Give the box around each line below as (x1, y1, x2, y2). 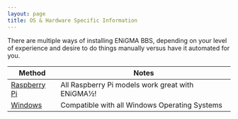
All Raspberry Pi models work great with (59, 80, 194, 89)
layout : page (7, 10, 46, 18)
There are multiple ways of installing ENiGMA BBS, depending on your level (7, 36, 227, 44)
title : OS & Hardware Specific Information (7, 17, 138, 24)
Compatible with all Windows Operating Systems (59, 100, 223, 110)
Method (18, 68, 46, 77)
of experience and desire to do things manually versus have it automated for (7, 44, 230, 52)
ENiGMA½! (59, 89, 97, 99)
